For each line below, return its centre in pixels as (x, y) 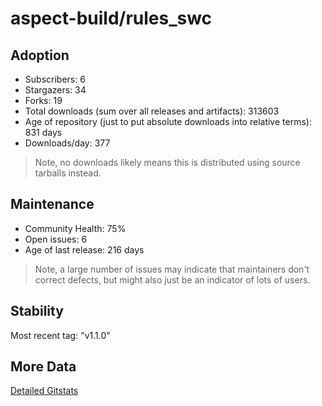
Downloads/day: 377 (67, 143)
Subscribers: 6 (55, 79)
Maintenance (52, 204)
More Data (43, 367)
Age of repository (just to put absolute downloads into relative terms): (168, 121)
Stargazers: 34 (55, 90)
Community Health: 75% (75, 228)
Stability (37, 311)
